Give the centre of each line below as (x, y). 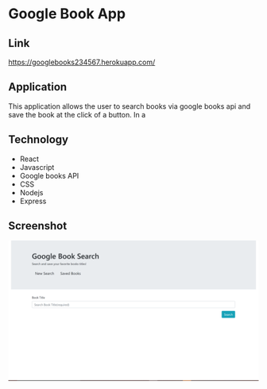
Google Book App (67, 14)
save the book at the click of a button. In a (77, 114)
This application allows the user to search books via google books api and (130, 106)
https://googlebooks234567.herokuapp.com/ (82, 62)
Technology (39, 140)
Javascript (37, 167)
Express (33, 201)
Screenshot (38, 226)
